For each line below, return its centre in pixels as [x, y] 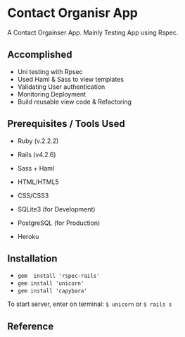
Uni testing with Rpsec [50, 71]
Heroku [28, 236]
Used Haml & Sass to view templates [71, 79]
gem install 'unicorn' [51, 283]
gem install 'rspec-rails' [58, 276]
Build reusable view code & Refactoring [75, 102]
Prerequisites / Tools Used [66, 124]
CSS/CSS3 [33, 195]
